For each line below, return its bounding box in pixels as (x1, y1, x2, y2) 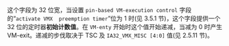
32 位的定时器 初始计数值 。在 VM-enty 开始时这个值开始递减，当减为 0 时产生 (7, 23, 223, 30)
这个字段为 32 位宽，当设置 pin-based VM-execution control (7, 6, 178, 14)
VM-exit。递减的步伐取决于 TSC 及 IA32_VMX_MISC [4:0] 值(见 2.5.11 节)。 (7, 31, 214, 39)
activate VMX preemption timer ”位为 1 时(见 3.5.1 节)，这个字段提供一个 (16, 14, 221, 22)
